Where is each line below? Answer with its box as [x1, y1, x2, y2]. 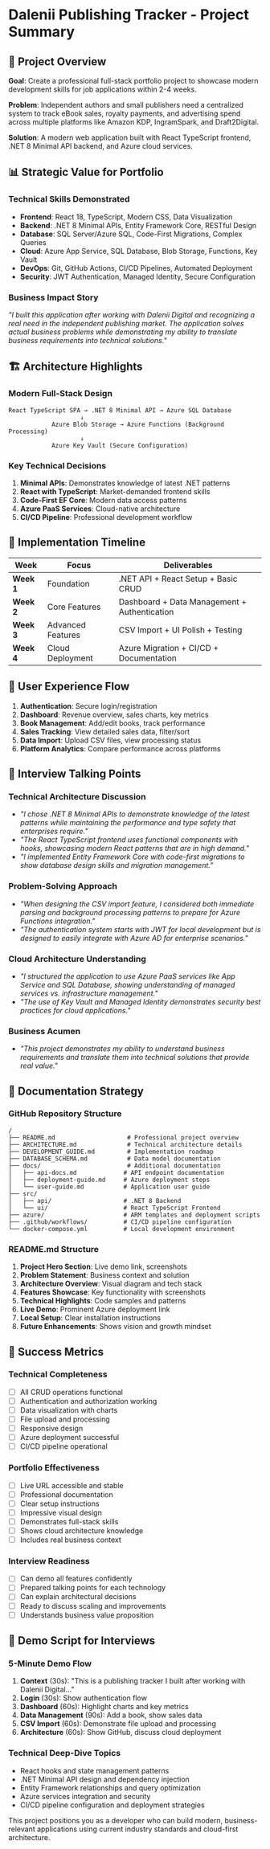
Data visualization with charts [19, 1405, 118, 1415]
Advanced [47, 619, 87, 630]
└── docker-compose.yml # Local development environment [8, 1225, 235, 1233]
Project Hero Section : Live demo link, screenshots [19, 1262, 187, 1271]
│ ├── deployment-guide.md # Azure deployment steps [8, 1176, 211, 1184]
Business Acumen [8, 1025, 81, 1037]
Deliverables [163, 559, 213, 571]
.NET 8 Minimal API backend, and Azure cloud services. [8, 141, 193, 150]
